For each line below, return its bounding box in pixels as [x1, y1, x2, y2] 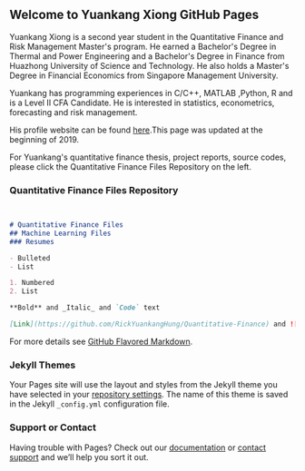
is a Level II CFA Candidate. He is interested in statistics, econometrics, [9, 97, 275, 108]
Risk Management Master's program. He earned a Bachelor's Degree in [9, 41, 277, 52]
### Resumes [9, 237, 54, 246]
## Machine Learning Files [9, 229, 112, 238]
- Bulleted [9, 253, 51, 262]
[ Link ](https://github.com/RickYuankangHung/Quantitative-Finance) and [9, 319, 286, 329]
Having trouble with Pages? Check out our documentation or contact [9, 442, 266, 453]
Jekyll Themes [9, 358, 76, 371]
